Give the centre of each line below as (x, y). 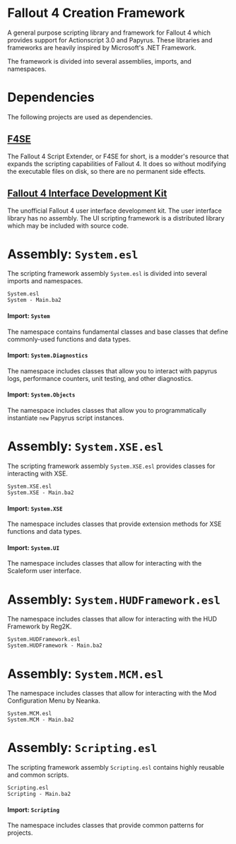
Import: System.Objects (41, 394)
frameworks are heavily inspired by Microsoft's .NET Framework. (102, 47)
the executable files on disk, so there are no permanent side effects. (107, 171)
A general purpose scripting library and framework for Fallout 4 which (109, 33)
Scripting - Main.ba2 (39, 794)
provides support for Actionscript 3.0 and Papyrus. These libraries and (110, 40)
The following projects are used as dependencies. (80, 117)
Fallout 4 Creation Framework (96, 13)
